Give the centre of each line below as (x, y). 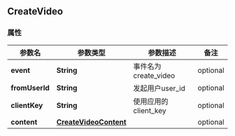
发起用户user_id (159, 88)
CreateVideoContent (92, 122)
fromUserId (30, 88)
